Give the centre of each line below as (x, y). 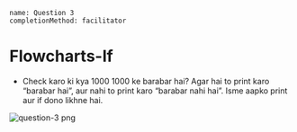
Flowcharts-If (62, 56)
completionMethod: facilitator (68, 21)
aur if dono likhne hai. (63, 100)
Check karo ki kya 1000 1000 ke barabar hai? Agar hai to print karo (146, 81)
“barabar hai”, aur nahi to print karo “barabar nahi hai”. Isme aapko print (155, 91)
